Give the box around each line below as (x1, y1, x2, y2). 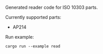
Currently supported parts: (5, 14, 62, 20)
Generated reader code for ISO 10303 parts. (5, 5, 98, 10)
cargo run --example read (5, 44, 60, 49)
